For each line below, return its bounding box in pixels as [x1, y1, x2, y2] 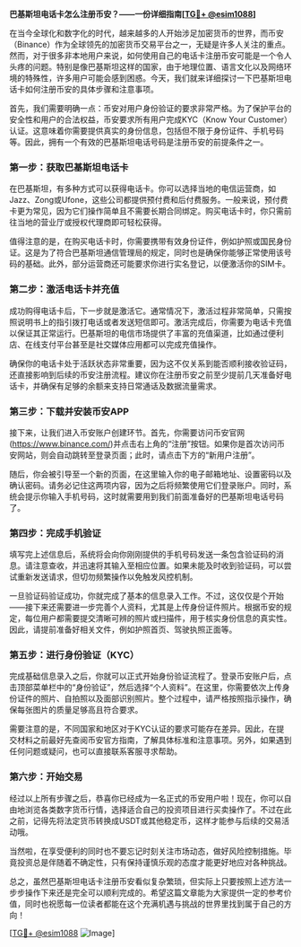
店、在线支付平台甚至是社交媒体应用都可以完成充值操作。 [9, 338, 221, 349]
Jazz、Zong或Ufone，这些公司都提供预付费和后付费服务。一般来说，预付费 [9, 195, 288, 206]
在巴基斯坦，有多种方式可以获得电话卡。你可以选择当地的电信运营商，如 [9, 183, 276, 194]
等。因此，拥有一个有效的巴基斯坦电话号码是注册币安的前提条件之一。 [9, 136, 269, 147]
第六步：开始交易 [9, 771, 83, 784]
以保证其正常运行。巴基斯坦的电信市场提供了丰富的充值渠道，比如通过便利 [9, 328, 284, 338]
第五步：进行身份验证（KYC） [9, 649, 140, 662]
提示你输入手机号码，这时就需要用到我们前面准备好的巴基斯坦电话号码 [24, 491, 284, 502]
